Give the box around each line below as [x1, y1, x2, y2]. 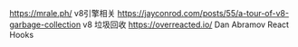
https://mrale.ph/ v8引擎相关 [9, 8, 116, 18]
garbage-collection [9, 19, 82, 30]
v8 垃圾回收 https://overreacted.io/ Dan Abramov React [82, 19, 290, 30]
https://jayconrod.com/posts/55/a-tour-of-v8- [117, 8, 290, 18]
